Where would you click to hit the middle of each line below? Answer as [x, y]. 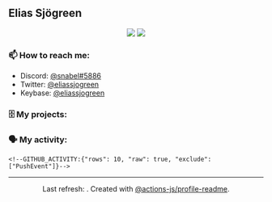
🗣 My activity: [38, 139]
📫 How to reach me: [49, 55]
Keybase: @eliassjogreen [62, 93]
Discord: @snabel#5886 [61, 76]
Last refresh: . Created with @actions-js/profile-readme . [136, 189]
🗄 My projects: [38, 115]
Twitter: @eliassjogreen [59, 85]
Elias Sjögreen [45, 13]
